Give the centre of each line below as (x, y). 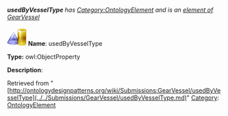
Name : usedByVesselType (65, 43)
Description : (25, 70)
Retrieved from (28, 83)
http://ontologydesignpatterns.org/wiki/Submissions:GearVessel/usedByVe (115, 90)
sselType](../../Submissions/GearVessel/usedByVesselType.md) (97, 98)
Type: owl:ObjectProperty (44, 57)
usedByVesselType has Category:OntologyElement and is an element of (110, 10)
